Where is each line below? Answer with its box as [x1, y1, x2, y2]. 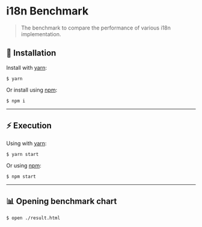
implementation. [20, 30, 61, 37]
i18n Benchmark [6, 4, 89, 18]
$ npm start [6, 173, 36, 179]
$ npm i [6, 98, 26, 104]
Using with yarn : [6, 140, 47, 147]
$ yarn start [6, 151, 39, 157]
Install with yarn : [6, 64, 47, 71]
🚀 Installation [6, 48, 57, 58]
